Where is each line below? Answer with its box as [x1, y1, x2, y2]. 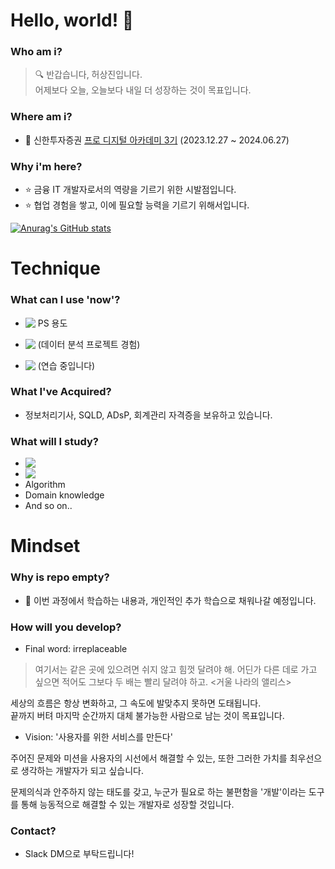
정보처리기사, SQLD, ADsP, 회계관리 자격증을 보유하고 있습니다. [24, 409, 273, 421]
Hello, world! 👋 [10, 9, 135, 32]
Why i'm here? [10, 159, 83, 173]
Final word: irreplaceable [24, 642, 128, 654]
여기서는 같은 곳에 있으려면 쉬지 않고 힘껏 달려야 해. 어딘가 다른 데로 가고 [34, 663, 318, 675]
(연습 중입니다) [37, 359, 96, 371]
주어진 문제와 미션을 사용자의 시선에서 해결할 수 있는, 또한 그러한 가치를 [10, 752, 288, 764]
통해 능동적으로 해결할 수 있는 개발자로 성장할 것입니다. [20, 798, 235, 810]
